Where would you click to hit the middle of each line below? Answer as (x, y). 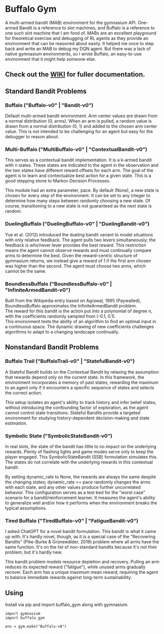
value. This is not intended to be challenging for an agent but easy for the (79, 131)
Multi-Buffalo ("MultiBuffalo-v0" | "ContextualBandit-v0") (76, 149)
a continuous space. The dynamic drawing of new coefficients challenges (80, 327)
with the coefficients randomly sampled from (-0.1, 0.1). (60, 316)
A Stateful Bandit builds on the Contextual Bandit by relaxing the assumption (82, 372)
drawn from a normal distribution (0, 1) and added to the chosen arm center (81, 127)
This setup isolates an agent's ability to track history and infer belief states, (81, 402)
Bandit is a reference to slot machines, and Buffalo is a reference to (87, 27)
